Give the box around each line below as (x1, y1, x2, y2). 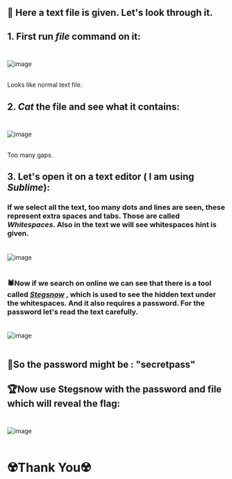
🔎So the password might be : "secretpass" (7, 359, 196, 371)
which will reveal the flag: (7, 397, 120, 410)
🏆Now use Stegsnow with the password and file (7, 383, 222, 395)
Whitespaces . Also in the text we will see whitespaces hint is (7, 220, 217, 230)
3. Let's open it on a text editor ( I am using (7, 171, 194, 183)
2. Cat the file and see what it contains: (7, 101, 180, 112)
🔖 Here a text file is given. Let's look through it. (7, 7, 213, 19)
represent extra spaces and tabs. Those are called (7, 211, 181, 221)
